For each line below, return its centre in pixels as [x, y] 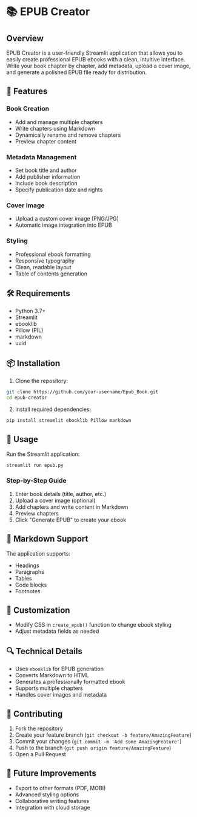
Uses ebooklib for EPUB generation [59, 669]
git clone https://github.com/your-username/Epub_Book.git [82, 392]
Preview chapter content [46, 141]
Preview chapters [37, 513]
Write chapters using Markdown [55, 128]
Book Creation [28, 109]
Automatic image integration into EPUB [63, 225]
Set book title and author [46, 170]
